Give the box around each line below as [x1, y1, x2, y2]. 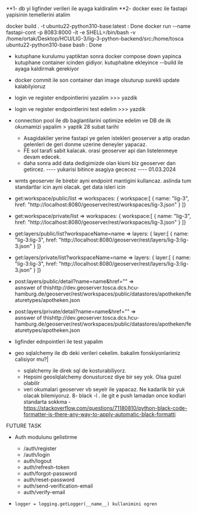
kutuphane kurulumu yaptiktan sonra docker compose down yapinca [14, 53, 182, 59]
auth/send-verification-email [23, 482, 93, 489]
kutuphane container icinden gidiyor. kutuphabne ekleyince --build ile [14, 59, 183, 66]
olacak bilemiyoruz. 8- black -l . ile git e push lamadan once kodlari [23, 392, 186, 399]
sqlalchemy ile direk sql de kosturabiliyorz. [23, 367, 127, 374]
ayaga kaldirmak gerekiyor [14, 65, 79, 72]
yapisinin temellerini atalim [6, 11, 71, 18]
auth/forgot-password [23, 470, 78, 477]
